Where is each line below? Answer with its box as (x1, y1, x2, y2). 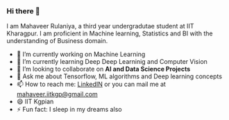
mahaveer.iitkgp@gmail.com (16, 90, 98, 98)
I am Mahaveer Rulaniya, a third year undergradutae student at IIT (6, 22, 194, 31)
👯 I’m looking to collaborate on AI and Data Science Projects (16, 65, 191, 74)
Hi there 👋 (6, 6, 41, 16)
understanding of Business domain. (6, 37, 108, 45)
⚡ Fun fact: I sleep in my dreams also (16, 105, 122, 114)
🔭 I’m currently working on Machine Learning (16, 50, 146, 58)
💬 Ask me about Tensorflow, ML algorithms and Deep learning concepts (16, 72, 223, 80)
